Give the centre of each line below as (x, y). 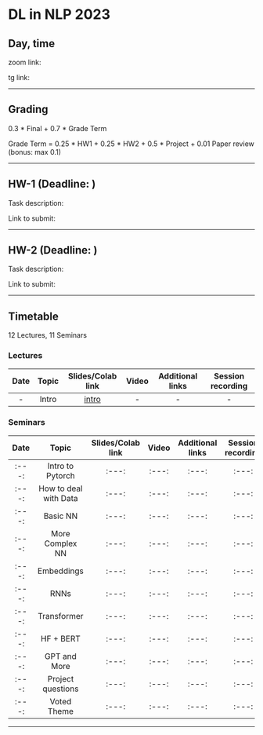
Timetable (33, 316)
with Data (60, 498)
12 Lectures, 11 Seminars (48, 335)
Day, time (32, 44)
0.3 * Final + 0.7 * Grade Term (58, 128)
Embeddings (61, 571)
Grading (28, 110)
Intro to (61, 466)
